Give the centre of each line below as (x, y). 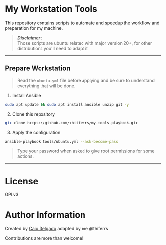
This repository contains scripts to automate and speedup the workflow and (82, 23)
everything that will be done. (46, 86)
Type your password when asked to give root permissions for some (86, 151)
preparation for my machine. (34, 28)
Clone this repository (34, 114)
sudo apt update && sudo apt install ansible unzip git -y (67, 104)
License (22, 181)
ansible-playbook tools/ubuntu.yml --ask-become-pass (62, 142)
